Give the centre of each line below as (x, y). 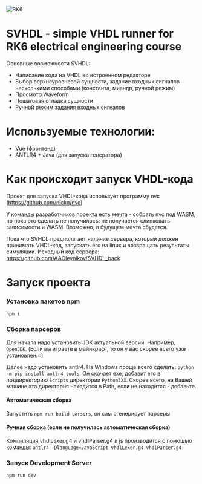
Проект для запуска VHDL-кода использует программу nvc (83, 196)
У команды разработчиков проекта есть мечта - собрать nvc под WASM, (101, 214)
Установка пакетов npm (43, 301)
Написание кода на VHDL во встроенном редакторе (83, 75)
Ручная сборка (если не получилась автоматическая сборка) (88, 427)
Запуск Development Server (49, 463)
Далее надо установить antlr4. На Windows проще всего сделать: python (100, 367)
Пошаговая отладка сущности (54, 100)
